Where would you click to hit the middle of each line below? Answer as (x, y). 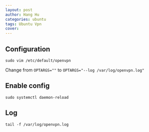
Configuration (28, 49)
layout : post (19, 10)
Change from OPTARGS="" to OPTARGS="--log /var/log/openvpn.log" (75, 70)
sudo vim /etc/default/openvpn (38, 60)
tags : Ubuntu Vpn (23, 24)
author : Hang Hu (22, 15)
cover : (12, 29)
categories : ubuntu (26, 19)
